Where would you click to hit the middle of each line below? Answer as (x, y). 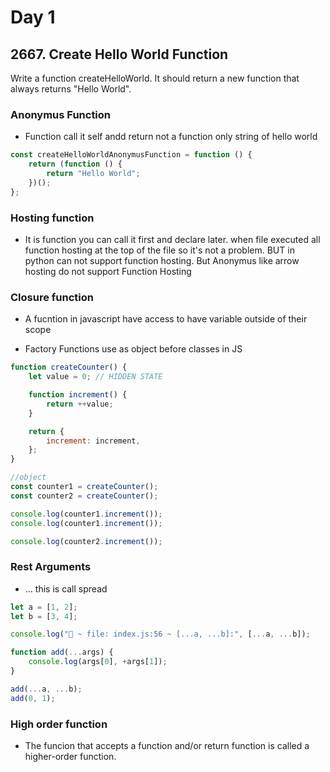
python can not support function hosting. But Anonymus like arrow (162, 260)
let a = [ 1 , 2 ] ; (44, 607)
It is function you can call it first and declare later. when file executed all (172, 239)
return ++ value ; (80, 404)
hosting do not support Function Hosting (108, 271)
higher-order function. (70, 756)
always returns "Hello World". (71, 89)
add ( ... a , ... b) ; (46, 689)
